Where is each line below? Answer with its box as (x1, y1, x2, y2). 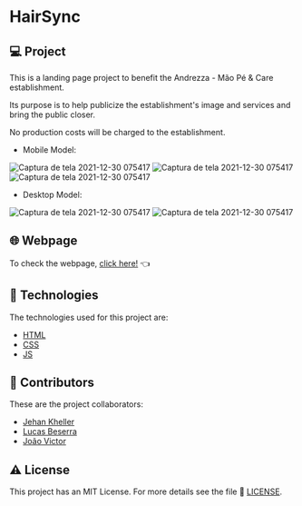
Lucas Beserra (22, 426, 77, 437)
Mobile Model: (22, 144, 77, 155)
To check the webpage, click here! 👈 (9, 257, 151, 269)
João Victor (22, 436, 66, 447)
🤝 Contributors (9, 375, 95, 391)
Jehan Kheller (22, 416, 75, 428)
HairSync (9, 6, 82, 27)
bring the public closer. (9, 109, 96, 120)
